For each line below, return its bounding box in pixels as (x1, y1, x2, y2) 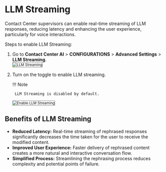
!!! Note (12, 81, 28, 87)
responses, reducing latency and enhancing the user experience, (5, 26, 141, 32)
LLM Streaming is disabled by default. (14, 91, 100, 96)
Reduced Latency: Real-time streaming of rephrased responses (12, 128, 147, 134)
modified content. (12, 139, 50, 145)
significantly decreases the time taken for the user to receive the (12, 134, 149, 140)
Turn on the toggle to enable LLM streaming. (12, 71, 106, 78)
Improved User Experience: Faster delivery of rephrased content (12, 144, 150, 151)
